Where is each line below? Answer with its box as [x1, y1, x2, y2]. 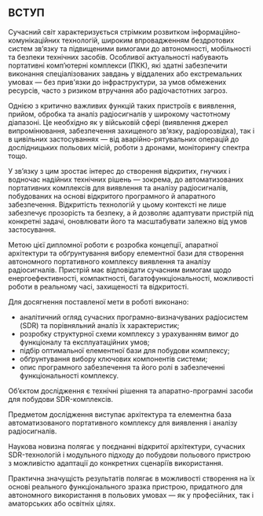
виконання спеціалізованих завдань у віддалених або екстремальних [8, 68, 243, 78]
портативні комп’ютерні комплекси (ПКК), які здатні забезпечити [8, 61, 228, 70]
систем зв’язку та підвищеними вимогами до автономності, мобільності [8, 43, 251, 53]
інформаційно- [191, 27, 241, 36]
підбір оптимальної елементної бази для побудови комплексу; [19, 345, 230, 355]
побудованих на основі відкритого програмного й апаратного [8, 191, 216, 201]
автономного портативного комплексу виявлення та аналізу [8, 256, 211, 266]
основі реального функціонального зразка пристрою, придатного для [8, 481, 243, 491]
